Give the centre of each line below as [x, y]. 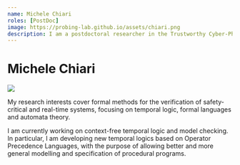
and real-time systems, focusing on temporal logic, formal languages [130, 110]
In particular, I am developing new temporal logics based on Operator [109, 139]
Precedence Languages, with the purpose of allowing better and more [111, 146]
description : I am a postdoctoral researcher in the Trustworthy [106, 34]
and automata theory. [39, 117]
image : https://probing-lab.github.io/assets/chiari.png [94, 27]
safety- [214, 102]
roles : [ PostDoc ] [33, 21]
